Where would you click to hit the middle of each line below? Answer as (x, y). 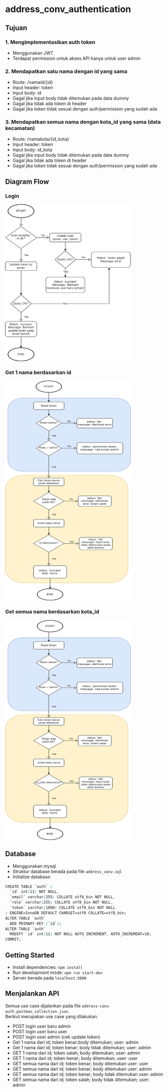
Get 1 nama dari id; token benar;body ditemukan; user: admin (75, 1042)
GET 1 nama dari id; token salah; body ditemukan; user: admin (76, 1053)
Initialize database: (32, 877)
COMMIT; (13, 940)
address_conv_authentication (68, 9)
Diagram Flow (27, 182)
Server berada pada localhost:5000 (49, 978)
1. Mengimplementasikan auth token (50, 42)
